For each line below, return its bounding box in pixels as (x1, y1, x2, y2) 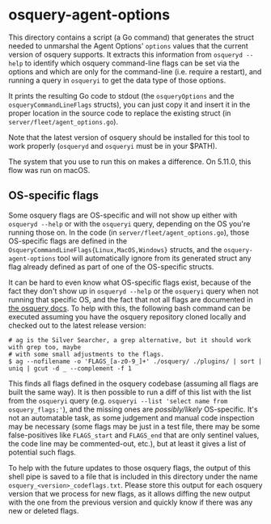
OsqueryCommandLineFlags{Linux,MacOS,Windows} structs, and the (8, 244, 222, 254)
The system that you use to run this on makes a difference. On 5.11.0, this (8, 156, 252, 167)
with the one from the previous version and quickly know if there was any (8, 497, 253, 507)
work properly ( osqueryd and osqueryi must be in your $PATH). (8, 141, 218, 150)
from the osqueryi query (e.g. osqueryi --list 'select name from (8, 395, 228, 405)
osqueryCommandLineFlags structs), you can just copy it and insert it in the (8, 99, 251, 109)
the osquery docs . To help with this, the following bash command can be (8, 303, 251, 313)
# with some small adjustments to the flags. (8, 350, 164, 358)
